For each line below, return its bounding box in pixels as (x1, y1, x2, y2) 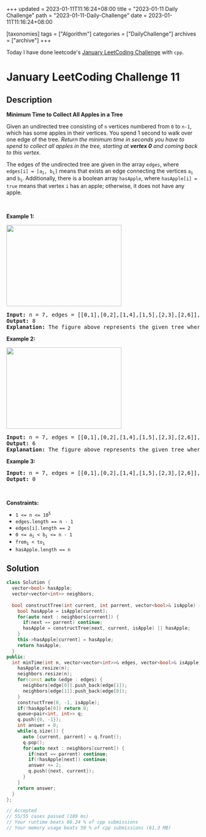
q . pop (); (22, 739, 45, 745)
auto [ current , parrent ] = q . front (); (22, 734, 122, 740)
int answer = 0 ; (17, 722, 59, 729)
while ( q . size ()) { (17, 728, 64, 734)
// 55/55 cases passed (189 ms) (6, 814, 89, 820)
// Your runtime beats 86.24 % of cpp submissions (6, 819, 139, 825)
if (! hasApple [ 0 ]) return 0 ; (17, 705, 89, 712)
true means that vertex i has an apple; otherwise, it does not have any (6, 182, 185, 189)
